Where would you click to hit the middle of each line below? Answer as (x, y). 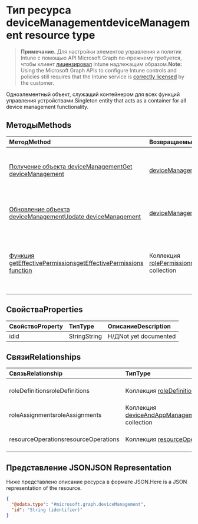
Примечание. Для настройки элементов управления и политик (101, 51)
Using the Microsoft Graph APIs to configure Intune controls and (98, 70)
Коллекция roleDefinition (160, 391)
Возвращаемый (173, 142)
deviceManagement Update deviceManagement (75, 217)
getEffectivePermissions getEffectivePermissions (76, 263)
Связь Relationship (36, 373)
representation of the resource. (44, 488)
